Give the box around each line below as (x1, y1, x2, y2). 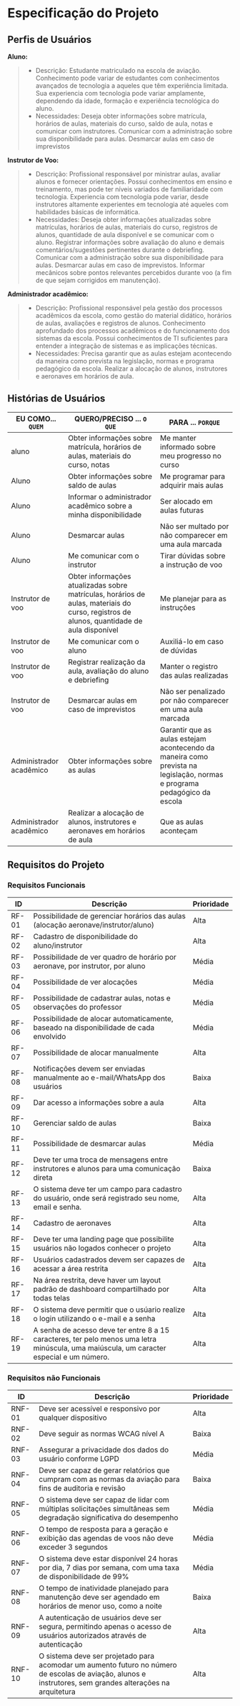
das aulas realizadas (159, 670, 229, 680)
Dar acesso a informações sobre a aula (33, 1098, 164, 1108)
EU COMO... (15, 413, 56, 423)
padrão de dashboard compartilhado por (33, 1284, 170, 1294)
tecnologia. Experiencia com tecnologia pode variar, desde (35, 193, 209, 201)
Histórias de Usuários (7, 393, 106, 405)
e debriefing (67, 675, 109, 685)
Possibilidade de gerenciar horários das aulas (33, 910, 186, 920)
